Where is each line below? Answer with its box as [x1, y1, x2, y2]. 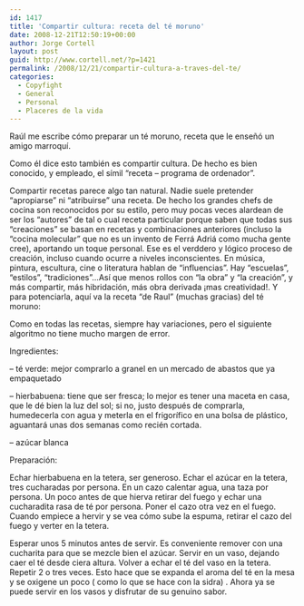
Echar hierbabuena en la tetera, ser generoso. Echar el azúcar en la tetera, [9, 473, 288, 484]
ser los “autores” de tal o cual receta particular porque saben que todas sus [9, 214, 293, 225]
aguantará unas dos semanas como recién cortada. [9, 419, 202, 431]
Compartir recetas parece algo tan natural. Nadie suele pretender [9, 185, 254, 196]
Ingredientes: [9, 346, 59, 357]
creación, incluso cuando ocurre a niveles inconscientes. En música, [9, 253, 266, 264]
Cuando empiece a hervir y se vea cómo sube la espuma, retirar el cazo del [9, 511, 292, 522]
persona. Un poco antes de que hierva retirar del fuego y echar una [9, 492, 262, 503]
